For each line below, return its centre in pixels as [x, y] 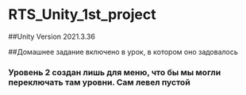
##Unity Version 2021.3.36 [52, 36]
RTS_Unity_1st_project [82, 15]
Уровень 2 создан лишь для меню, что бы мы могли [115, 72]
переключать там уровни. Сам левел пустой [99, 82]
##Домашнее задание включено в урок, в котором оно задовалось [123, 51]
